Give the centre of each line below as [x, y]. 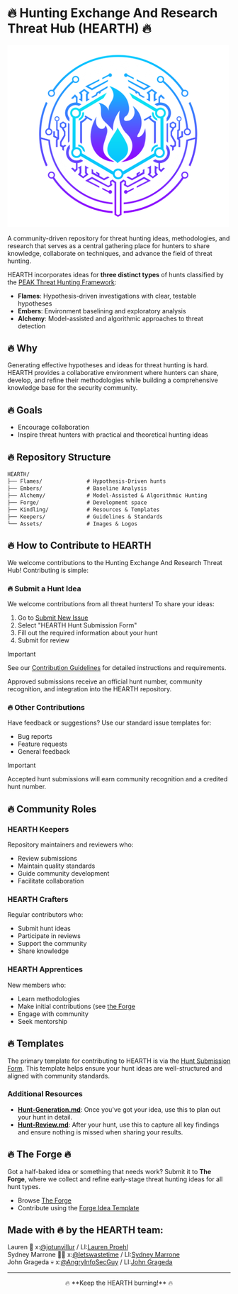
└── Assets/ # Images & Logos [73, 524]
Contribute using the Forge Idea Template [78, 1207]
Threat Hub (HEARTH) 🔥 [79, 29]
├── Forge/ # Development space [77, 503]
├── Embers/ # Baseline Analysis [77, 489]
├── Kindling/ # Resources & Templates [84, 510]
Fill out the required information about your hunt [87, 633]
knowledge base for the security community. [73, 388]
